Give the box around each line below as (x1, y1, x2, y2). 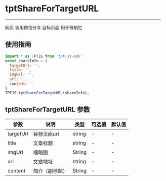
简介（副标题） (33, 168, 68, 175)
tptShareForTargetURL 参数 (5, 106, 90, 114)
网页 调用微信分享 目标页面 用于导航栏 (5, 24, 83, 30)
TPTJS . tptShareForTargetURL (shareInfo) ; (5, 90, 90, 95)
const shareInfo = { (5, 58, 48, 63)
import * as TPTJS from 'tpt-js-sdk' (5, 54, 83, 59)
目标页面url (33, 131, 59, 138)
